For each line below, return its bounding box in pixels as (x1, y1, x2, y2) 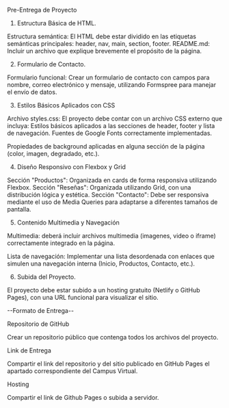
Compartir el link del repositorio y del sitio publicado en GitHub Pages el (7, 359, 210, 368)
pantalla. (7, 205, 32, 213)
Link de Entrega (7, 346, 51, 355)
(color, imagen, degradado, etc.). (7, 150, 100, 157)
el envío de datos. (7, 88, 57, 96)
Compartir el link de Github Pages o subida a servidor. (7, 394, 159, 401)
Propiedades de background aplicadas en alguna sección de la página (7, 142, 205, 150)
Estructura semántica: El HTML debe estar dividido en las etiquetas (7, 32, 197, 40)
